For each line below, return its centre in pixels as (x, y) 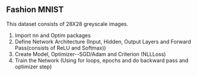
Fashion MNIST (35, 10)
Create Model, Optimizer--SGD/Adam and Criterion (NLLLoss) (90, 54)
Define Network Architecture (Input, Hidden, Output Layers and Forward (103, 41)
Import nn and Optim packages (53, 35)
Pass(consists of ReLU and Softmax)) (60, 48)
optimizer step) (33, 67)
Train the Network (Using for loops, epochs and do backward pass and (101, 60)
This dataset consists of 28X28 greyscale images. (67, 24)
